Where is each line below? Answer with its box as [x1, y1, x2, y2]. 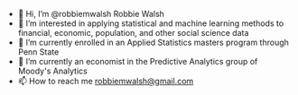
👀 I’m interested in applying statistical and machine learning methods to [17, 18, 284, 29]
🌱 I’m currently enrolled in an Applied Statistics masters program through [17, 37, 289, 47]
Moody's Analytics [17, 65, 88, 76]
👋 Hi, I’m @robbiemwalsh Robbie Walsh [17, 9, 165, 19]
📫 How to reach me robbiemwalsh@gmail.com [17, 76, 194, 86]
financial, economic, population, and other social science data [17, 28, 249, 38]
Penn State [17, 47, 60, 57]
